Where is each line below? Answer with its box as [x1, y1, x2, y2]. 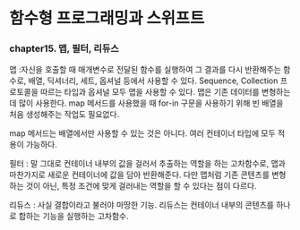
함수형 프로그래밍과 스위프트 [9, 8, 205, 29]
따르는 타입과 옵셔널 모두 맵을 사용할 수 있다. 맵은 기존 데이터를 [39, 87, 260, 98]
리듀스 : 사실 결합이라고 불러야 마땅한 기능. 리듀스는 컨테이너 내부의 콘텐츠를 [9, 200, 275, 210]
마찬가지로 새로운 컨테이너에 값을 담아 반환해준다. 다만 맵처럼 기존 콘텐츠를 [9, 169, 270, 180]
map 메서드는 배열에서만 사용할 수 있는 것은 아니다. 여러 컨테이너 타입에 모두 [9, 128, 276, 139]
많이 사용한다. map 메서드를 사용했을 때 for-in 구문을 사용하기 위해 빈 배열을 [18, 98, 284, 108]
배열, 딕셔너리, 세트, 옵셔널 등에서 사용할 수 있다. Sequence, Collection [28, 75, 279, 86]
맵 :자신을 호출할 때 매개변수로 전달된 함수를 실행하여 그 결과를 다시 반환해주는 [9, 64, 282, 75]
